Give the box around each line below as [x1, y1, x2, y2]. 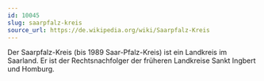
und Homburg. [7, 64, 55, 74]
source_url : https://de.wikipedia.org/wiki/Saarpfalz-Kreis [7, 26, 211, 34]
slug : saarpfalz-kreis [7, 19, 82, 27]
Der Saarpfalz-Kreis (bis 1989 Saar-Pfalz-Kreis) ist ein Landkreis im [7, 48, 228, 57]
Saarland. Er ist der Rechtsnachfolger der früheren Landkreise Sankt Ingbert [7, 56, 256, 65]
